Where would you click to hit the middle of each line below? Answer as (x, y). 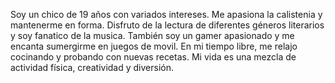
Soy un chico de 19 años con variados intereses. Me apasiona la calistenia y (166, 14)
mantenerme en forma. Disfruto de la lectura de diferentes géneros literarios (167, 25)
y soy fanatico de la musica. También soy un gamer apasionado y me (152, 35)
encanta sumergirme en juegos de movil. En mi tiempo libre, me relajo (154, 46)
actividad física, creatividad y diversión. (92, 67)
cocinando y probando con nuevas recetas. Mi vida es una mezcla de (153, 57)
